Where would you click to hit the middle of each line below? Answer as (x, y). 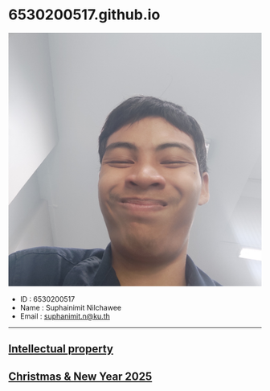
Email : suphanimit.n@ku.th (65, 316)
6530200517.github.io (84, 15)
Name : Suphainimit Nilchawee (71, 307)
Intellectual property (61, 349)
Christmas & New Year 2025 (80, 376)
